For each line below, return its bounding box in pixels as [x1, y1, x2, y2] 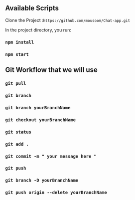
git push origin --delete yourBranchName [5, 190, 107, 196]
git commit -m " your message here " [5, 153, 97, 159]
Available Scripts [5, 4, 59, 12]
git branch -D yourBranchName [5, 178, 79, 184]
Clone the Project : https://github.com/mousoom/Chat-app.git [5, 17, 131, 23]
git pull [5, 80, 26, 86]
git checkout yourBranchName [5, 117, 76, 123]
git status [5, 129, 31, 135]
